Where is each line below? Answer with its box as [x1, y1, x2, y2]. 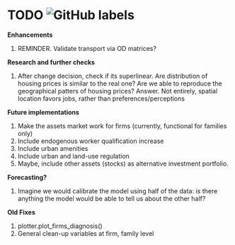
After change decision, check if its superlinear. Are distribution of [17, 72, 208, 80]
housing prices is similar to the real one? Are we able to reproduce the [17, 79, 222, 88]
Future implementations [7, 108, 80, 116]
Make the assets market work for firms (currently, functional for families [17, 121, 227, 130]
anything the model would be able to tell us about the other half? [17, 194, 206, 203]
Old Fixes [7, 207, 35, 216]
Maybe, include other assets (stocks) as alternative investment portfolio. [17, 159, 229, 168]
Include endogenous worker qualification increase [17, 137, 164, 145]
